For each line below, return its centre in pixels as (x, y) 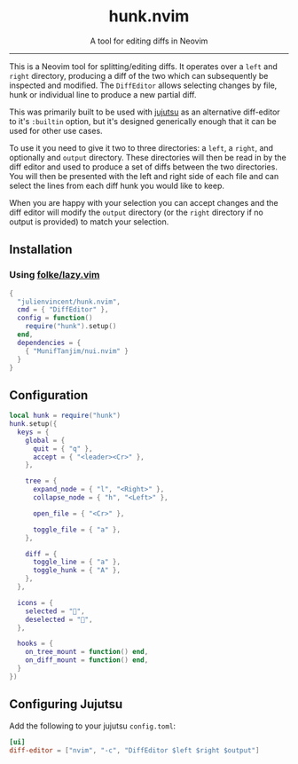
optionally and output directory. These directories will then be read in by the (148, 157)
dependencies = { (49, 343)
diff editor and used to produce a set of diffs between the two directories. (143, 167)
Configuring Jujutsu (66, 704)
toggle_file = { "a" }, (77, 530)
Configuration (49, 395)
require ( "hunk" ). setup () (71, 327)
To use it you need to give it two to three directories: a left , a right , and (141, 147)
